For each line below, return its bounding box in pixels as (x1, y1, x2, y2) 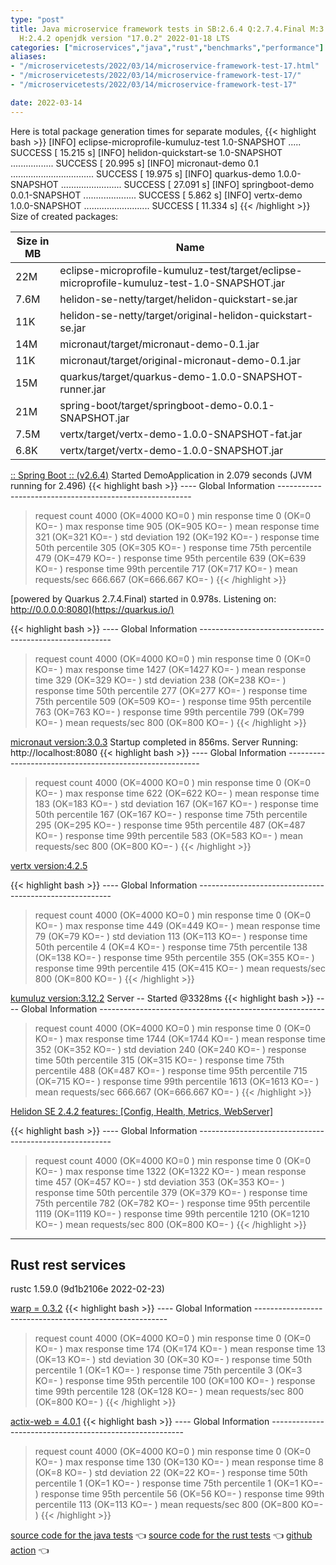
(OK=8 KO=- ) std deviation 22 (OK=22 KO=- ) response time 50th (34, 1467, 308, 1479)
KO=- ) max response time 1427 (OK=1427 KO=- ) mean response (34, 663, 307, 675)
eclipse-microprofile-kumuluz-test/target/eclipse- (59, 263, 303, 277)
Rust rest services (10, 1257, 127, 1274)
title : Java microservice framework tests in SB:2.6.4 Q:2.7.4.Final (10, 24, 307, 34)
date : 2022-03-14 (10, 97, 83, 108)
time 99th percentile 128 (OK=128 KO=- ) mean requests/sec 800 (34, 1386, 305, 1398)
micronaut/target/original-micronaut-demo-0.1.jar (59, 353, 302, 367)
